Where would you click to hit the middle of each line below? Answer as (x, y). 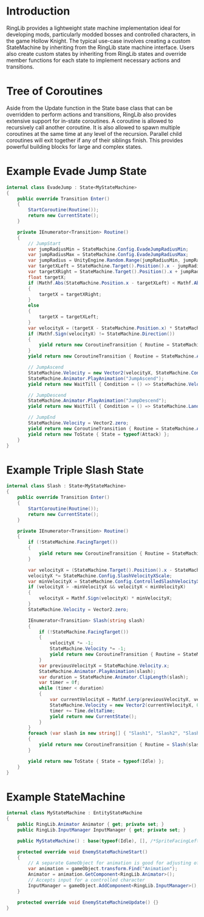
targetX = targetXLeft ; (69, 317)
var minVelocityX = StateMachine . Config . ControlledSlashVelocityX (114, 581)
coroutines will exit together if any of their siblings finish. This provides (95, 140)
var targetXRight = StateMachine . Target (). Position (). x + (103, 272)
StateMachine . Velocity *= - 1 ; (88, 649)
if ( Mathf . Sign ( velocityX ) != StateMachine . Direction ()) (102, 334)
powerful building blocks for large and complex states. (74, 146)
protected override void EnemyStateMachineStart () (83, 852)
